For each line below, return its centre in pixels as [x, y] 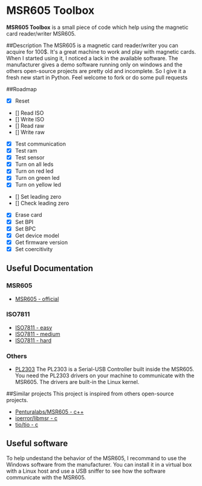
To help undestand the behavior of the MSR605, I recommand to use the [96, 458]
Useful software [37, 443]
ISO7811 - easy [34, 327]
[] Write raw [30, 132]
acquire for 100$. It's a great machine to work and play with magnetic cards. [101, 51]
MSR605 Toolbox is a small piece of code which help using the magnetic [97, 27]
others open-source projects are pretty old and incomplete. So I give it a [96, 71]
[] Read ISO [29, 113]
